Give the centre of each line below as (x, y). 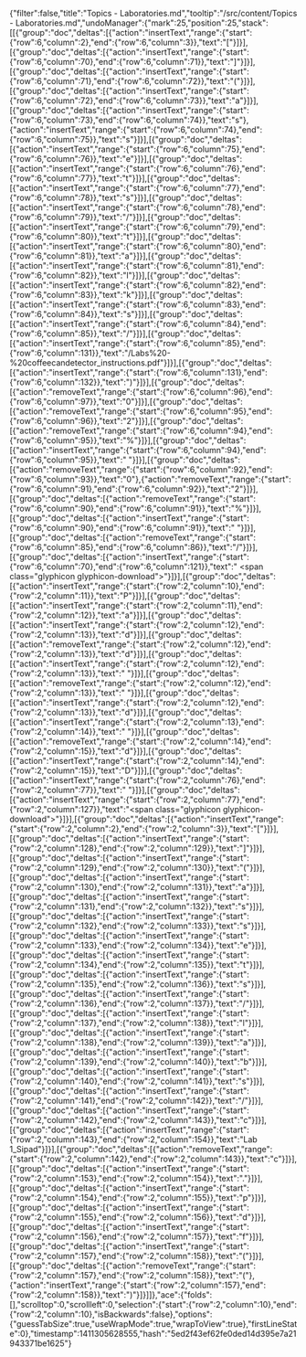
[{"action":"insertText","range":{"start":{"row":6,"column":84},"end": (138, 324)
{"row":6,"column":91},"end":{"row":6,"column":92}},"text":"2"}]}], (134, 489)
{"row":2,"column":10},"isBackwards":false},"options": (111, 1314)
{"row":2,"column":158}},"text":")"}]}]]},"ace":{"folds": (111, 1295)
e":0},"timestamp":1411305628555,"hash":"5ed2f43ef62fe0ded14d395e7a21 (153, 1334)
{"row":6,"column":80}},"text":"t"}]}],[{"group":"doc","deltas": (126, 236)
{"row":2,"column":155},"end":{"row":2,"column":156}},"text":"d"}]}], (138, 1217)
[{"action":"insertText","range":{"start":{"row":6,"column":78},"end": (137, 207)
